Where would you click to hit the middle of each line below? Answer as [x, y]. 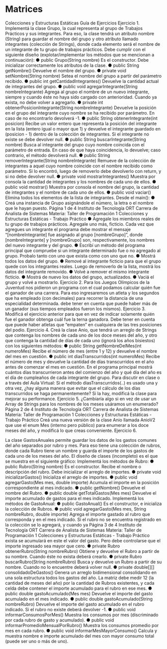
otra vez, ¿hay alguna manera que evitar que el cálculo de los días [73, 388]
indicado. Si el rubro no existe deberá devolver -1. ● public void [70, 609]
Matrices [24, 9]
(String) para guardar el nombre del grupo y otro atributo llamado [72, 39]
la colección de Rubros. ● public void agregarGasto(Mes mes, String [76, 509]
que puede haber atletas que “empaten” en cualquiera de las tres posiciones [83, 324]
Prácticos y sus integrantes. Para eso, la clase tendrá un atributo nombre [80, 33]
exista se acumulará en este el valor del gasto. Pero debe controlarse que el [83, 540]
